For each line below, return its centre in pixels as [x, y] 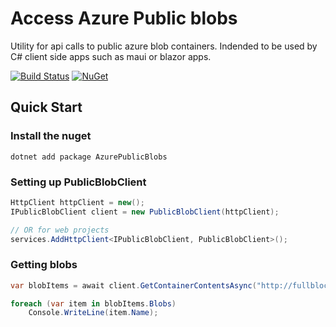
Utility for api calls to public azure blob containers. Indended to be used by [164, 46]
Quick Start [46, 107]
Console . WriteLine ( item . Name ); [93, 313]
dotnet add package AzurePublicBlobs [89, 157]
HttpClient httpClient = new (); [77, 202]
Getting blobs [44, 265]
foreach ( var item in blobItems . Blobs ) [93, 303]
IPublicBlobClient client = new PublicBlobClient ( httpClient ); [145, 212]
